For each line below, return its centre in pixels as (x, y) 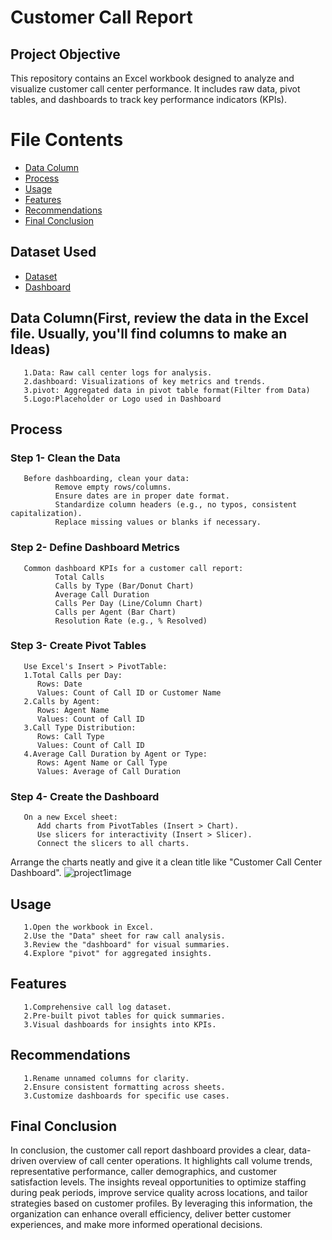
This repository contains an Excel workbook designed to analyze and (152, 78)
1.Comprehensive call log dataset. (97, 1007)
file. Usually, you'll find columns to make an (149, 334)
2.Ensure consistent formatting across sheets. (124, 1087)
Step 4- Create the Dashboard (85, 796)
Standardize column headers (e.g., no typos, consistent (176, 505)
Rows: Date (59, 684)
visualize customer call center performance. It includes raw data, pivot (155, 89)
